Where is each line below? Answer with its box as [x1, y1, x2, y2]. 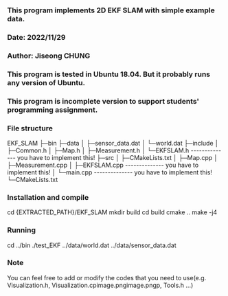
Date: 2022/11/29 [7, 32, 66, 42]
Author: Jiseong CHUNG [7, 51, 91, 60]
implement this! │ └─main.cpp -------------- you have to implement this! [7, 168, 213, 177]
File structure [7, 123, 53, 133]
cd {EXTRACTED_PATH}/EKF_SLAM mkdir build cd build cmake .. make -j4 [7, 208, 218, 216]
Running [7, 225, 36, 235]
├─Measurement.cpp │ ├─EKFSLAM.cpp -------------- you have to [7, 161, 199, 169]
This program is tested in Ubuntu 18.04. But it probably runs [7, 69, 211, 79]
